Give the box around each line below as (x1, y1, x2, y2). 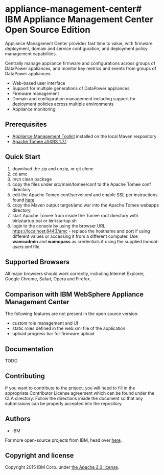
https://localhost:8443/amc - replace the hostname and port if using (12, 228, 150, 234)
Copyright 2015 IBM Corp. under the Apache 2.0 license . (5, 464, 119, 470)
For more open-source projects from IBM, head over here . (5, 437, 122, 443)
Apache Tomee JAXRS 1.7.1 (12, 138, 67, 144)
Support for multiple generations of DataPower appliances (12, 85, 130, 91)
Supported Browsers (5, 258, 70, 266)
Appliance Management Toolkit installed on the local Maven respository (12, 133, 157, 139)
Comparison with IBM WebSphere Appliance (5, 290, 144, 298)
